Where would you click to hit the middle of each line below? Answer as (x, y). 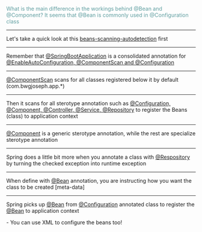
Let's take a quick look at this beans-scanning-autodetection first (87, 39)
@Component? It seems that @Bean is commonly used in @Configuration (97, 15)
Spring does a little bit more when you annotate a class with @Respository (98, 157)
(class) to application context (42, 116)
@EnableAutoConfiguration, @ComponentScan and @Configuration (90, 62)
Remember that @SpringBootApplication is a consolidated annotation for (96, 56)
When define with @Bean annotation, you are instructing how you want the (99, 181)
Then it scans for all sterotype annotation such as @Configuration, (88, 103)
